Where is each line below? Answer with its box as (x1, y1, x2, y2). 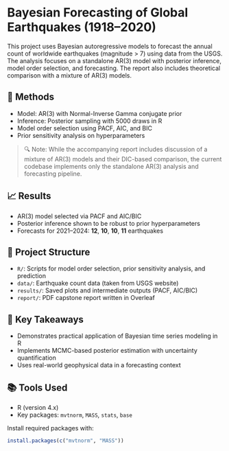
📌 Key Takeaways (7, 314, 84, 325)
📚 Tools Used (7, 382, 68, 393)
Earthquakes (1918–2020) (7, 19, 156, 35)
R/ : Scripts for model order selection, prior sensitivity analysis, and (16, 264, 206, 273)
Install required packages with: (7, 424, 94, 432)
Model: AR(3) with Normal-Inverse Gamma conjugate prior (16, 109, 182, 117)
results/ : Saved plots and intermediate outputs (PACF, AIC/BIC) (16, 286, 198, 294)
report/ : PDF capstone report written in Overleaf (16, 294, 156, 302)
